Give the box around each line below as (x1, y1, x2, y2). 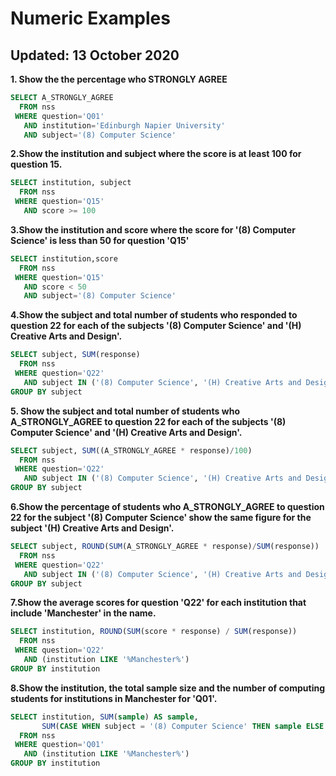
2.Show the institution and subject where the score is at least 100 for (10, 148, 302, 160)
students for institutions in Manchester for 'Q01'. (10, 692, 218, 704)
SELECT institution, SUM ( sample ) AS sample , (10, 712, 199, 722)
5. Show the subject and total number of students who (10, 405, 240, 417)
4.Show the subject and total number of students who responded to (10, 309, 298, 321)
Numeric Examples (10, 7, 171, 30)
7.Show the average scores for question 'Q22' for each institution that (10, 597, 307, 609)
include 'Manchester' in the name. (10, 607, 157, 619)
